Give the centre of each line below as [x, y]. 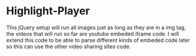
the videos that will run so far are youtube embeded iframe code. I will [93, 33]
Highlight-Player [48, 11]
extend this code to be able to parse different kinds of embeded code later [98, 40]
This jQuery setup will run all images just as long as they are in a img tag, [96, 27]
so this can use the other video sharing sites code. [69, 46]
